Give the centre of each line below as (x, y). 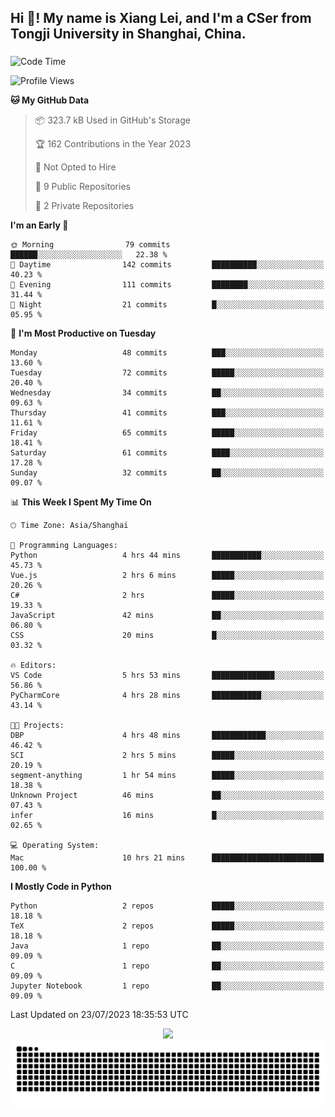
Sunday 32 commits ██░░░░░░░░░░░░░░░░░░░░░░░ (167, 473)
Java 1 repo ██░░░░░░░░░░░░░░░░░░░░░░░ (167, 946)
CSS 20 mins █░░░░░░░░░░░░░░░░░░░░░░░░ (167, 636)
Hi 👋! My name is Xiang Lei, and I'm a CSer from (161, 18)
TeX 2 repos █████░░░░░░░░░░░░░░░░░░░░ (167, 926)
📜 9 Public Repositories (82, 187)
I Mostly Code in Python (61, 887)
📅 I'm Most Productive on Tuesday (83, 333)
